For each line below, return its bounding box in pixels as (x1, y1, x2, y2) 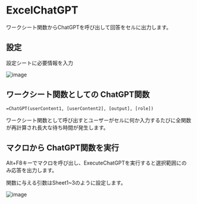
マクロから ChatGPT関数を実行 (6, 142, 119, 153)
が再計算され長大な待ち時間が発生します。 (6, 124, 109, 131)
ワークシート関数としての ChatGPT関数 (6, 89, 150, 100)
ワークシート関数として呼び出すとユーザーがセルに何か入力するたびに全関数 (6, 116, 192, 123)
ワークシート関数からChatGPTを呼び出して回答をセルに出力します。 (6, 24, 172, 31)
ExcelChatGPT (6, 4, 78, 17)
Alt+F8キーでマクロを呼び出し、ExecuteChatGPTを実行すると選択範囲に (6, 159, 182, 166)
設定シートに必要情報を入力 (6, 59, 74, 66)
